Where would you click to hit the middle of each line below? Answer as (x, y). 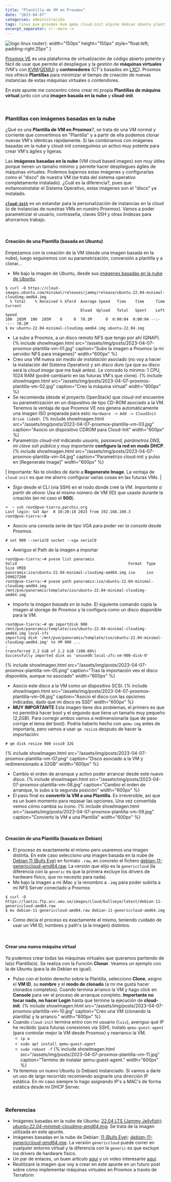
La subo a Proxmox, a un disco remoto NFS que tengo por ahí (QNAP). (86, 337)
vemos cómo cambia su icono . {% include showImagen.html (76, 806)
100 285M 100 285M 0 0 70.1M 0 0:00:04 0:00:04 (77, 319)
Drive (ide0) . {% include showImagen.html (58, 418)
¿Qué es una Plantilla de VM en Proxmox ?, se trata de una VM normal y (81, 130)
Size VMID (16, 568)
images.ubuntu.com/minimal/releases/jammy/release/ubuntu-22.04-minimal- (85, 292)
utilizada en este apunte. (38, 1132)
